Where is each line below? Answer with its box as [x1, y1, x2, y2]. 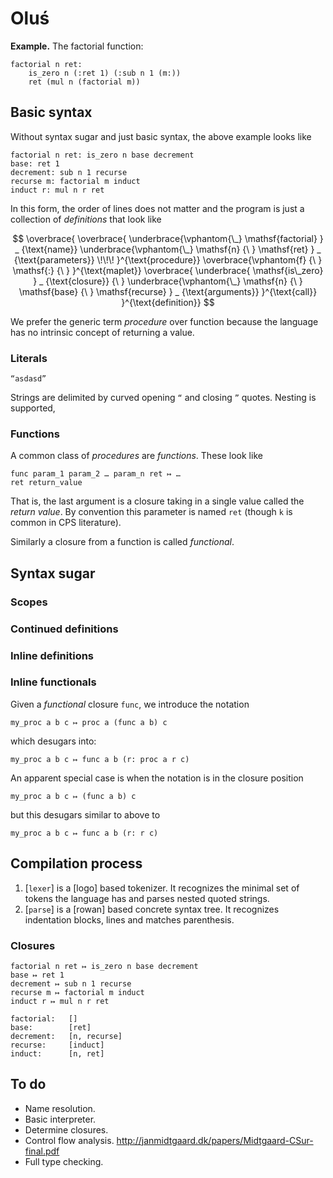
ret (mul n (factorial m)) [28, 77, 141, 87]
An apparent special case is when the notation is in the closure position [10, 772, 304, 784]
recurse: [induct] [10, 1040, 105, 1050]
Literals [10, 351, 48, 365]
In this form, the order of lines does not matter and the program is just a [10, 202, 305, 214]
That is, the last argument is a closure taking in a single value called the [10, 495, 305, 507]
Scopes [10, 595, 48, 609]
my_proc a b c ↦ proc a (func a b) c [10, 717, 168, 727]
